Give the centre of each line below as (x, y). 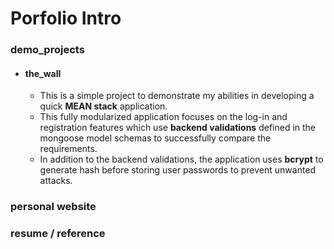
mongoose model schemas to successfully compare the (155, 138)
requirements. (68, 149)
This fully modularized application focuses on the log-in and (163, 117)
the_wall (43, 73)
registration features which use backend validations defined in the (178, 128)
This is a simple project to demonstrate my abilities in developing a (177, 96)
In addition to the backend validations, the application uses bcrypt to (181, 159)
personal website (53, 207)
